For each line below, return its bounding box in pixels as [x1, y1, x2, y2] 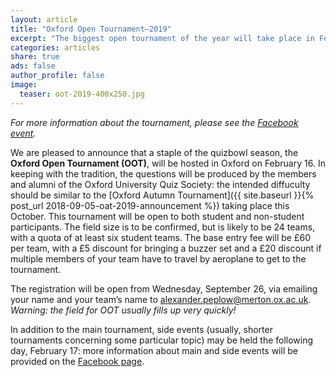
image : [10, 80, 38, 90]
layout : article [10, 14, 78, 25]
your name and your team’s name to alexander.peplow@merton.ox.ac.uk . [10, 293, 312, 305]
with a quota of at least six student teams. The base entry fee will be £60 [10, 231, 311, 243]
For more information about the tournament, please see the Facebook [10, 116, 299, 128]
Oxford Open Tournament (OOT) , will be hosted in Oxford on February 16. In [10, 157, 326, 169]
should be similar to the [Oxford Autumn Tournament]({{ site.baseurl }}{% [10, 189, 315, 201]
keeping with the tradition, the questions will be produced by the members [10, 167, 317, 180]
